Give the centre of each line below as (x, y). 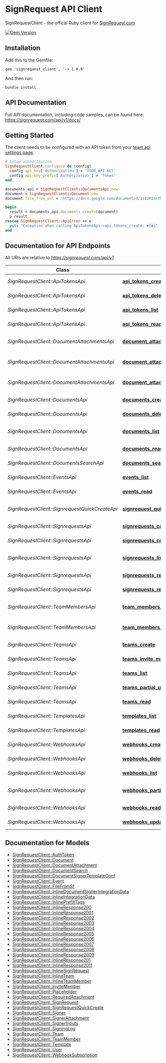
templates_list (139, 716)
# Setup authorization (28, 162)
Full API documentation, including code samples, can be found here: (75, 115)
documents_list (141, 432)
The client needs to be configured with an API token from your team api (78, 147)
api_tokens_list (140, 310)
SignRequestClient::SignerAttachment (51, 1018)
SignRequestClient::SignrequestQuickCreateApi (62, 509)
